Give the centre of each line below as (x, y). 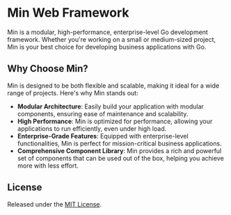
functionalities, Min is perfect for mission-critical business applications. (119, 143)
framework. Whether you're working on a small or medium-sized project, (112, 39)
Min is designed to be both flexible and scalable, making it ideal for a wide (113, 86)
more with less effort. (48, 166)
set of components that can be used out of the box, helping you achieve (120, 158)
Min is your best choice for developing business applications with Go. (107, 47)
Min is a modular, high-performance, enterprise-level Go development (108, 32)
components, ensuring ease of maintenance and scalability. (103, 113)
